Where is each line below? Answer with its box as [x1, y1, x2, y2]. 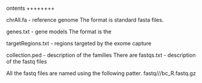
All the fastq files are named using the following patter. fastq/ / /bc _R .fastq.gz [6, 70, 197, 77]
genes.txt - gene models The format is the [6, 28, 112, 35]
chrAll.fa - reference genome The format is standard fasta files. [6, 16, 164, 23]
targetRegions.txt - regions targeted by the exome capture [6, 40, 152, 47]
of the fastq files [6, 58, 47, 65]
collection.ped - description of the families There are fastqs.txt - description [6, 51, 196, 59]
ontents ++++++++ [6, 5, 55, 12]
